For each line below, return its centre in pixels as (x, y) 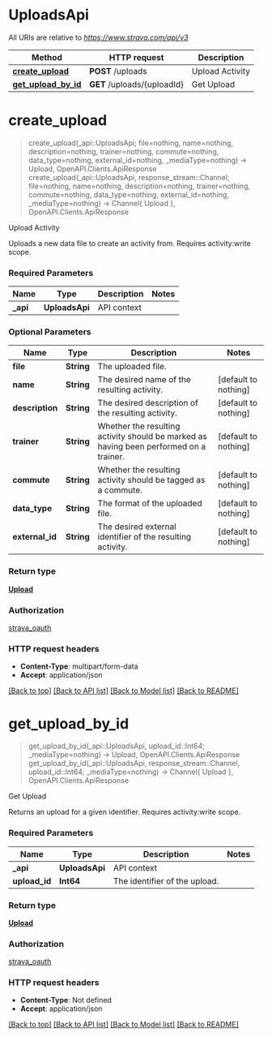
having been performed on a (152, 446)
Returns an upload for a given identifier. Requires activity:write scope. (125, 812)
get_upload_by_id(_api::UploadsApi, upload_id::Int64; (116, 746)
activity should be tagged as (151, 480)
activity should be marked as (153, 437)
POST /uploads (118, 71)
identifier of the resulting (144, 537)
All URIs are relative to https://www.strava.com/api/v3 (98, 37)
